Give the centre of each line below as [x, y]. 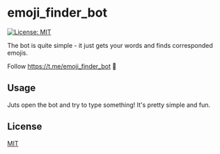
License [25, 127]
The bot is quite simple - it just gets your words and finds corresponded [110, 45]
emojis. [18, 53]
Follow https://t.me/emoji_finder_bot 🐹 [62, 66]
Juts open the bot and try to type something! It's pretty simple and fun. [109, 105]
